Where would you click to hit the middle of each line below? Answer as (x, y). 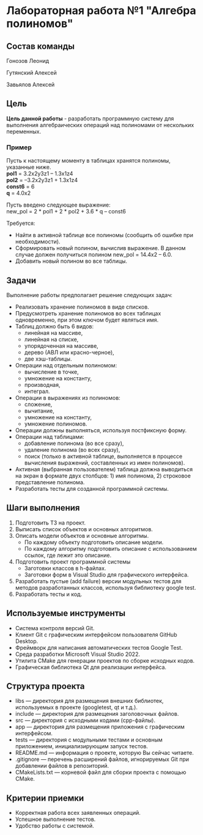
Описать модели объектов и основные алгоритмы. (82, 535)
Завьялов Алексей (31, 84)
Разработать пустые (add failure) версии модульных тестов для (98, 581)
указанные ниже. (29, 167)
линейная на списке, (51, 339)
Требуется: (21, 223)
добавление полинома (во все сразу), (74, 443)
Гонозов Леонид (28, 61)
